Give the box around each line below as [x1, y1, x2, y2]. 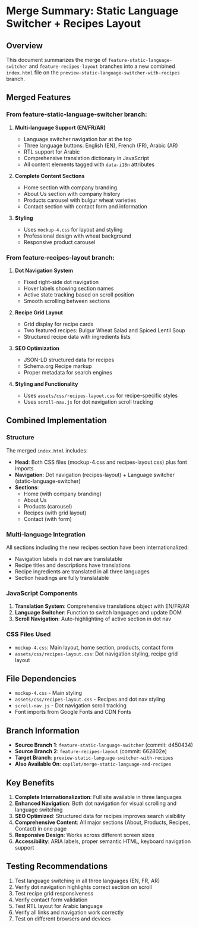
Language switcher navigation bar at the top [23, 135, 132, 142]
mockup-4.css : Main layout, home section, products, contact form [14, 644, 174, 651]
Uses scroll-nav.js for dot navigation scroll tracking [23, 398, 153, 405]
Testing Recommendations [6, 862, 108, 872]
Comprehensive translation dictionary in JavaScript [23, 154, 150, 161]
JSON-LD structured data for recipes [23, 356, 115, 363]
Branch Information [6, 725, 80, 736]
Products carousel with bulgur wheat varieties [23, 196, 137, 204]
